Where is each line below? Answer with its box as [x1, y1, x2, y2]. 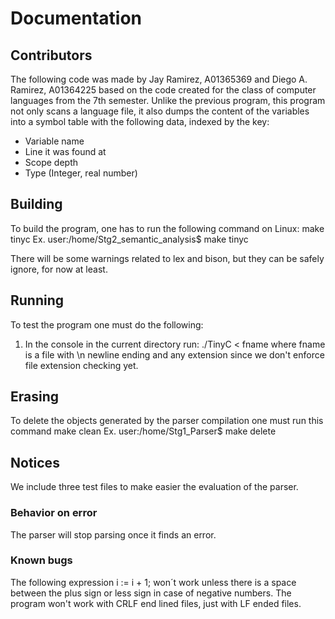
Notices [10, 454, 60, 471]
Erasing [10, 388, 60, 406]
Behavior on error [10, 506, 98, 520]
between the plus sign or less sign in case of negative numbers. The [10, 587, 292, 599]
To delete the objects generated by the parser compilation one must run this [10, 415, 324, 427]
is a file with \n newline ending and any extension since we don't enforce [24, 348, 325, 361]
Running [10, 292, 65, 309]
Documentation [10, 7, 143, 30]
